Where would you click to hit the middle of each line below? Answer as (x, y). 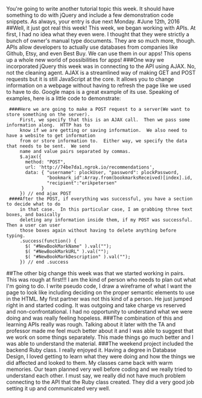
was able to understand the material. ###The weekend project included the (100, 344)
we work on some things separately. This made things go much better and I (100, 337)
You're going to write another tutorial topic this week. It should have (90, 9)
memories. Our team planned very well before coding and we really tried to (99, 369)
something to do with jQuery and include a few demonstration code (90, 15)
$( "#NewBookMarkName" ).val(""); (68, 246)
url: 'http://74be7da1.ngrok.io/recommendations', (90, 167)
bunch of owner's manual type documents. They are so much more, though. (101, 41)
